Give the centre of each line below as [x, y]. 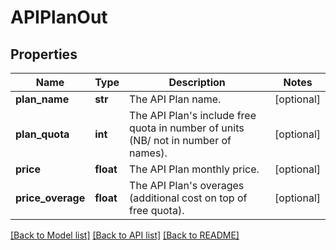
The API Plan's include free [193, 115]
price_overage [50, 198]
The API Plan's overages [187, 185]
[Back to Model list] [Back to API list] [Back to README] [125, 235]
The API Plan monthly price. [194, 169]
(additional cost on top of [188, 198]
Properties [44, 54]
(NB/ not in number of [180, 140]
